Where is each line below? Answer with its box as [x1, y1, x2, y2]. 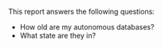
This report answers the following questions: [8, 7, 155, 16]
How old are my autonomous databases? [19, 22, 155, 31]
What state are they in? [19, 31, 97, 40]
